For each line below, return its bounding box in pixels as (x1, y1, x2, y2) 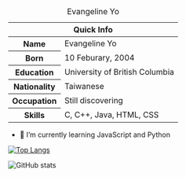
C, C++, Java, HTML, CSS (64, 109, 159, 120)
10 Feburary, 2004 (64, 53, 135, 63)
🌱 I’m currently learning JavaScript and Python (19, 130, 171, 139)
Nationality (13, 81, 56, 92)
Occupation (12, 96, 57, 106)
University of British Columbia (64, 67, 174, 77)
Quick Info (73, 24, 113, 35)
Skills (24, 110, 46, 120)
